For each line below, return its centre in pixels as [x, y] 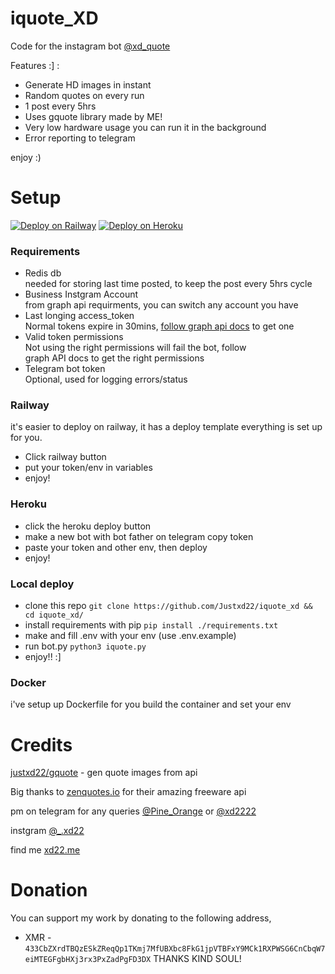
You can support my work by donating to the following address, [141, 918]
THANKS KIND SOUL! [197, 959]
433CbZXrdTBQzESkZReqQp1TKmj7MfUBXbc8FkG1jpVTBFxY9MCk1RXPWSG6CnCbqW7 [175, 949]
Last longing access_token [79, 316]
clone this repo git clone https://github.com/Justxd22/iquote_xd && [168, 606]
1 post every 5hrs [60, 106]
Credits [41, 744]
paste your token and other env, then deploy [116, 547]
